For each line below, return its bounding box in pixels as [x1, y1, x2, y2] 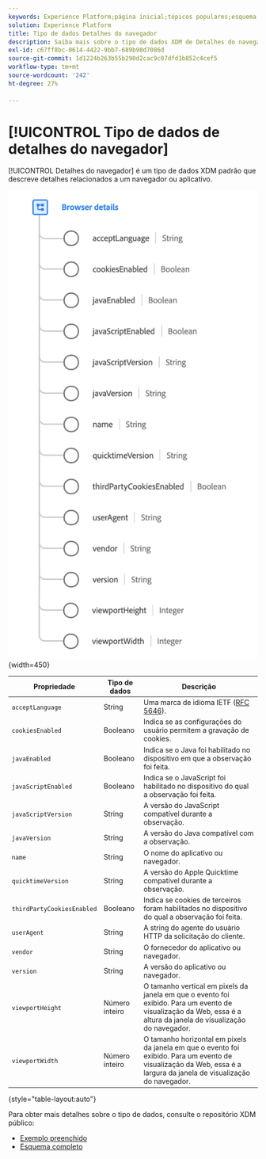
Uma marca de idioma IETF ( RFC [143, 698, 250, 707]
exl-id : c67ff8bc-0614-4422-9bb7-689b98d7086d [8, 46, 165, 55]
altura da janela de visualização [143, 1015, 246, 1025]
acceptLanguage [11, 703, 62, 711]
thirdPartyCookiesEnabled [11, 905, 97, 913]
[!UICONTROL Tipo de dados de [8, 123, 220, 141]
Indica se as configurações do [143, 717, 242, 726]
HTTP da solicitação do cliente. [143, 932, 245, 941]
